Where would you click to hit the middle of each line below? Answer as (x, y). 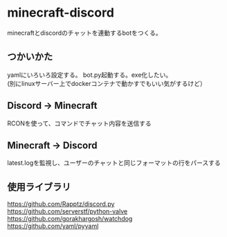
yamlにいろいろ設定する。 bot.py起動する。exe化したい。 (90, 75)
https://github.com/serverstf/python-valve (67, 211)
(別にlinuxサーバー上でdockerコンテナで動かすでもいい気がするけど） (107, 83)
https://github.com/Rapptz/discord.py (61, 204)
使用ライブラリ (39, 187)
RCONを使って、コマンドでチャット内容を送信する (79, 123)
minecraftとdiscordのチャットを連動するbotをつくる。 (84, 33)
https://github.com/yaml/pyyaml (53, 226)
